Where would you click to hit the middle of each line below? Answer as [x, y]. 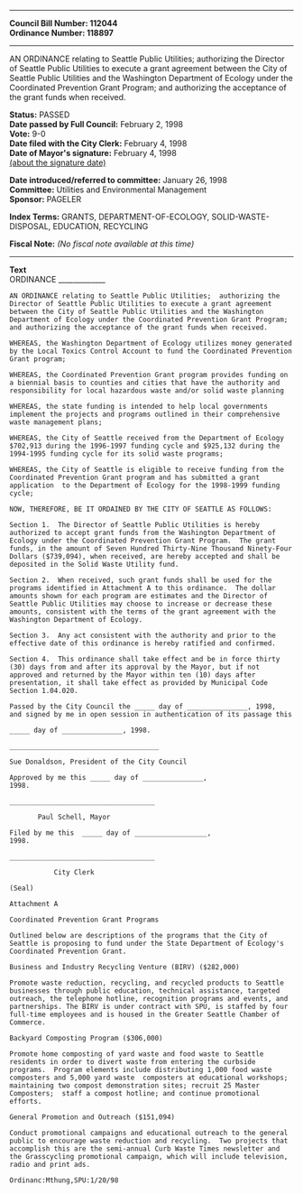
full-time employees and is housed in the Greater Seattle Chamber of [145, 1014]
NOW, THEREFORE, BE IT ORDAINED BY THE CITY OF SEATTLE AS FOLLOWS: [141, 509]
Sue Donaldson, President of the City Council [98, 762]
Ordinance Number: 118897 [62, 33]
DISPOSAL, [30, 226]
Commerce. [28, 1023]
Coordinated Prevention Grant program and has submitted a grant [134, 477]
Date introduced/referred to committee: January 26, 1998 [119, 180]
